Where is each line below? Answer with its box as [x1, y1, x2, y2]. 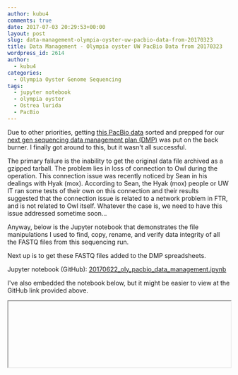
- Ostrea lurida [13, 102, 61, 109]
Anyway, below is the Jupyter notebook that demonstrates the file [7, 223, 199, 231]
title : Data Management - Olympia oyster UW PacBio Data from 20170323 [7, 43, 222, 50]
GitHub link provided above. [7, 286, 88, 295]
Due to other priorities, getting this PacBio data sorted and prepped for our [7, 128, 225, 136]
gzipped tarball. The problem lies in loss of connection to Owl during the [7, 164, 218, 173]
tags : [7, 82, 23, 90]
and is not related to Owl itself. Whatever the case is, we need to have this [7, 202, 222, 210]
